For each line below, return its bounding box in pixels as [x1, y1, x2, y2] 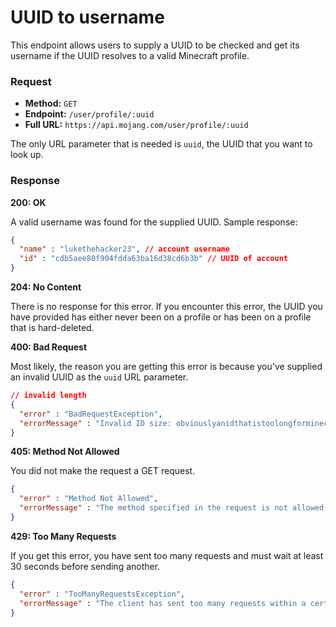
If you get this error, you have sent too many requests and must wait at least [10, 549, 324, 561]
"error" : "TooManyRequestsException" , [19, 589, 186, 599]
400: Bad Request [10, 341, 88, 353]
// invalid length [10, 391, 87, 401]
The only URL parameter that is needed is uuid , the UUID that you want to [10, 138, 313, 150]
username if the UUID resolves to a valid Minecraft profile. [10, 49, 250, 61]
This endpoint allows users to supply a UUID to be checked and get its [10, 39, 300, 51]
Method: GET [24, 97, 78, 110]
